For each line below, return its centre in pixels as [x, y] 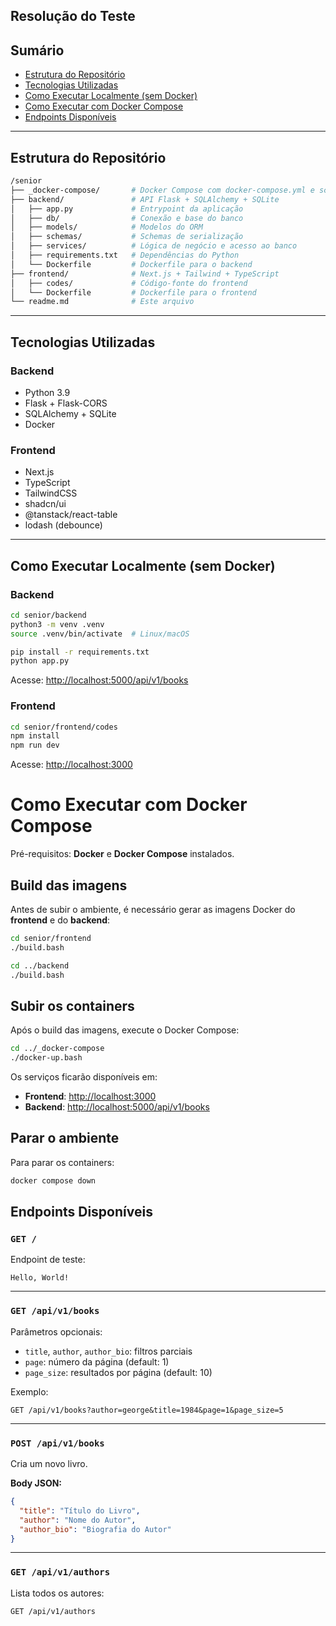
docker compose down [53, 1180]
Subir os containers [72, 1005]
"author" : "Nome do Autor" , [78, 1520]
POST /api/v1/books [57, 1443]
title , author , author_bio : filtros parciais [108, 1351]
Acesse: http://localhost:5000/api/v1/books [99, 680]
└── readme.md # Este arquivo [102, 302]
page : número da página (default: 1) [97, 1361]
